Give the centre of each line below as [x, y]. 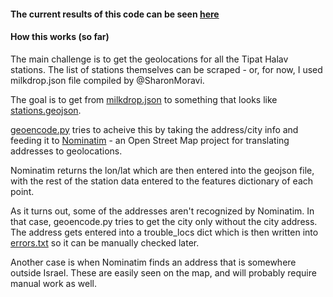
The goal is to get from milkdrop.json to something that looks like [144, 99]
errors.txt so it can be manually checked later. [105, 242]
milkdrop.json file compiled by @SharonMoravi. [107, 80]
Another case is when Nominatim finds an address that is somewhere [153, 262]
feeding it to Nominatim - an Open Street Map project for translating [150, 140]
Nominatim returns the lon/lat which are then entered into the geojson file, [162, 170]
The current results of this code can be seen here [115, 14]
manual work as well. [53, 283]
